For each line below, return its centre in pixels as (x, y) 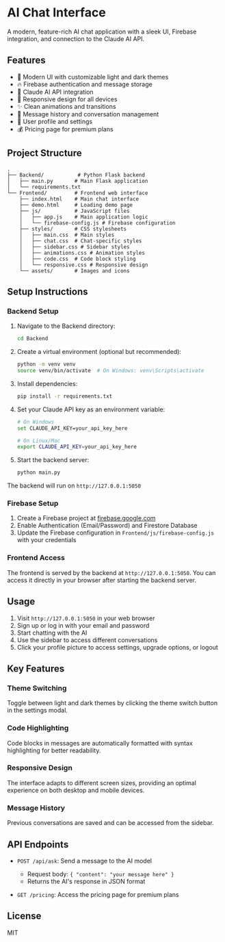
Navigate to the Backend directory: (66, 326)
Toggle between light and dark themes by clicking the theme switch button (112, 703)
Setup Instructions (48, 291)
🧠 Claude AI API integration (55, 92)
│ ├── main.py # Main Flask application (78, 181)
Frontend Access (36, 558)
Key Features (36, 669)
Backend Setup (33, 311)
